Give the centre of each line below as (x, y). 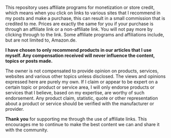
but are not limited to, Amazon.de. (41, 40)
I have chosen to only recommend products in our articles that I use (79, 50)
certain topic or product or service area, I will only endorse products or (80, 87)
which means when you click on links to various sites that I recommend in (83, 13)
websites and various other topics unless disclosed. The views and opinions (85, 76)
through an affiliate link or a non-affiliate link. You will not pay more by (79, 29)
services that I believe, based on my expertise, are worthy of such (75, 93)
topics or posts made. (29, 61)
